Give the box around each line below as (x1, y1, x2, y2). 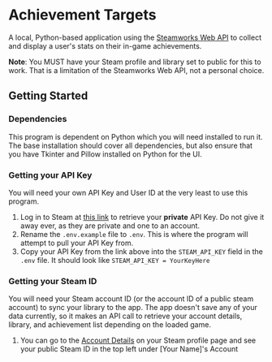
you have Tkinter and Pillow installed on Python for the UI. (8, 149, 202, 159)
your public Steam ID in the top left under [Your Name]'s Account (19, 344, 239, 354)
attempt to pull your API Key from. (19, 238, 134, 248)
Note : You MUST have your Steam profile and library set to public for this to (8, 57, 261, 67)
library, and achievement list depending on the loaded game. (8, 320, 211, 330)
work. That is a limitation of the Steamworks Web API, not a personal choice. (8, 65, 265, 75)
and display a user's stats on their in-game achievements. (8, 41, 202, 50)
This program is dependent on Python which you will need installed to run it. (8, 131, 263, 141)
